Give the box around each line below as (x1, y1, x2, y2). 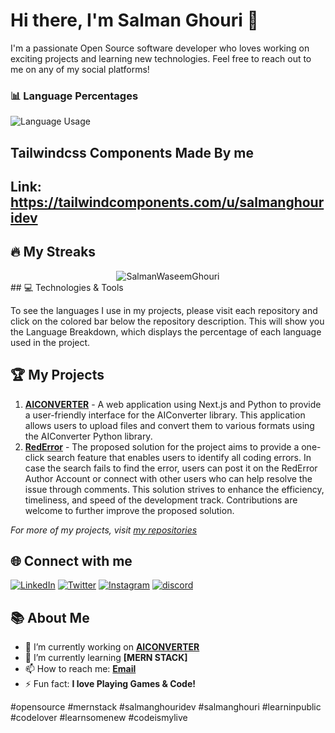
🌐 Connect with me (10, 553, 133, 570)
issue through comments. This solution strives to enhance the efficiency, (24, 483, 325, 495)
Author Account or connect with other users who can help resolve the (24, 472, 313, 484)
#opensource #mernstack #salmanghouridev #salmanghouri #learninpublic (10, 701, 322, 713)
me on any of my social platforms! (10, 63, 150, 75)
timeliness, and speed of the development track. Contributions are (24, 494, 298, 506)
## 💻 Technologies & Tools (10, 281, 124, 293)
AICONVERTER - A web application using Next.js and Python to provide (24, 398, 322, 410)
